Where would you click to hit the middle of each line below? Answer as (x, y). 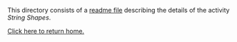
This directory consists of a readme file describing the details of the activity (118, 10)
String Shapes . (29, 17)
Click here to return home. (46, 31)
